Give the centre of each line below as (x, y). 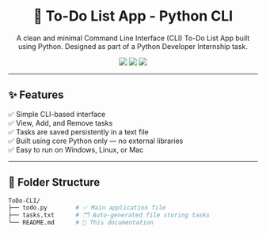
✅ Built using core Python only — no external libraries (96, 141)
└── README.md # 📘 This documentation (81, 223)
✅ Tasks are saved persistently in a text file (78, 132)
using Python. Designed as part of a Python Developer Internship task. (133, 46)
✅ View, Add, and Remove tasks (61, 123)
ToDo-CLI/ (25, 201)
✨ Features (36, 95)
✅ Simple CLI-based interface (57, 114)
